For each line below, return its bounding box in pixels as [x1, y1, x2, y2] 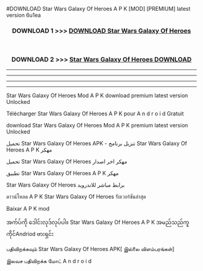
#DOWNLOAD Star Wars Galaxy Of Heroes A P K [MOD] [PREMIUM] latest [6, 5, 191, 12]
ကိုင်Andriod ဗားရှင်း [6, 230, 54, 237]
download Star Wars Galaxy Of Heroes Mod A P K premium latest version [6, 121, 188, 129]
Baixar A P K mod [6, 205, 50, 212]
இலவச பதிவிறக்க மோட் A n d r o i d [6, 257, 92, 264]
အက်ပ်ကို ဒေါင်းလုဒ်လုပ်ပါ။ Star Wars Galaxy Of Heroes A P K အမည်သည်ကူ [6, 218, 190, 226]
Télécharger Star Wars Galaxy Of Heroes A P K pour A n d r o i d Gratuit [6, 110, 184, 117]
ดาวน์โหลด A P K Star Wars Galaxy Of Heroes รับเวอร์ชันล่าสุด [6, 193, 146, 200]
